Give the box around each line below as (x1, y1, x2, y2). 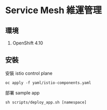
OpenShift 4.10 (12, 40, 43, 46)
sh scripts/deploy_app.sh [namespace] (5, 99, 87, 105)
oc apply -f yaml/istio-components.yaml (5, 80, 92, 85)
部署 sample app (5, 89, 40, 96)
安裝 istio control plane (5, 70, 53, 76)
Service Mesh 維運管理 (5, 5, 102, 16)
